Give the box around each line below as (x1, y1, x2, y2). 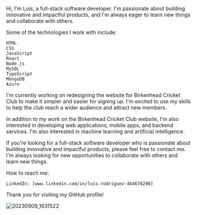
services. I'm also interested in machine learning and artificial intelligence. (6, 128, 185, 135)
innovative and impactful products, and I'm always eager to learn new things (6, 11, 191, 18)
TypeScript (6, 71, 33, 77)
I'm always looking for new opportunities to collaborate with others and (6, 152, 178, 159)
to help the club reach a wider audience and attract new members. (6, 104, 167, 111)
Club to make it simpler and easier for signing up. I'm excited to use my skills (6, 98, 191, 105)
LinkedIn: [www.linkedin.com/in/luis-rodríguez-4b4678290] (6, 181, 154, 187)
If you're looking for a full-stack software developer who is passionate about (6, 139, 191, 146)
